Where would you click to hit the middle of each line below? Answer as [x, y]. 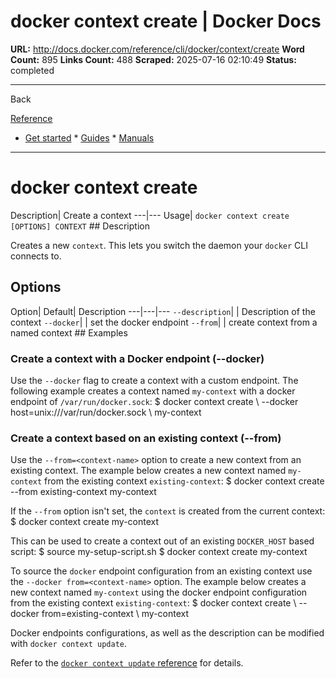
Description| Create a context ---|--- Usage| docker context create [150, 215]
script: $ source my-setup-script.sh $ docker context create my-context [159, 552]
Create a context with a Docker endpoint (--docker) [137, 358]
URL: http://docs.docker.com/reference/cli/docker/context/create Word [157, 49]
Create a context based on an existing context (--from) [146, 438]
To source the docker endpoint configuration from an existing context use [161, 571]
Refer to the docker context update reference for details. [127, 663]
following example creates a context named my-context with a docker [153, 391]
